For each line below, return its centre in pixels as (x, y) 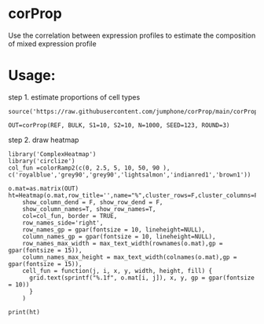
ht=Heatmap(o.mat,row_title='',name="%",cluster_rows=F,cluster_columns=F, (135, 195)
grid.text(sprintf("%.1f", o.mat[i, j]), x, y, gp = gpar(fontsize (142, 278)
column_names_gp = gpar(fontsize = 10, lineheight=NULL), (119, 236)
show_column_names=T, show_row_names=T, (89, 209)
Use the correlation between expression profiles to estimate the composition (132, 35)
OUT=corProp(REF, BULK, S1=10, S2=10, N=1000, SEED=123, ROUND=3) (119, 125)
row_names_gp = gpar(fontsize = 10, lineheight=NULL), (114, 229)
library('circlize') (42, 161)
